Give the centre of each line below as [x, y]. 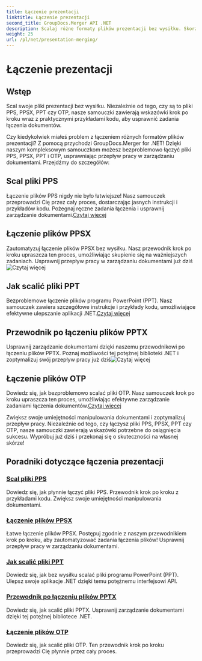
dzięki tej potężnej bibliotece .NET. [49, 616]
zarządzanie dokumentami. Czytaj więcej [57, 215]
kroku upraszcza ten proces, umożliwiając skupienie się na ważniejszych [97, 254]
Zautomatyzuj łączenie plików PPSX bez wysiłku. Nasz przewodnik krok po [99, 248]
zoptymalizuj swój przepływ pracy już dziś [59, 360]
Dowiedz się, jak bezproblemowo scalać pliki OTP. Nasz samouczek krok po [100, 393]
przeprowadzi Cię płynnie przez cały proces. [62, 651]
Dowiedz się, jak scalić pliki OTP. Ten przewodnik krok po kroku [85, 645]
